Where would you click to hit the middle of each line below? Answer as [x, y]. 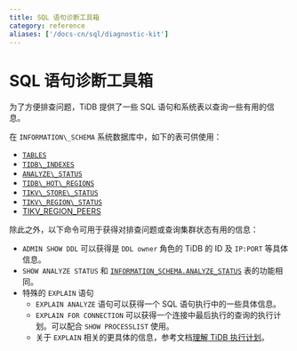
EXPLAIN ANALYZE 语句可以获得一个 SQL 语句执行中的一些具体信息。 [158, 304]
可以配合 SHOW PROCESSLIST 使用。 [113, 326]
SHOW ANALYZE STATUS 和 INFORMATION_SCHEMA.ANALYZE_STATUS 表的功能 [148, 271]
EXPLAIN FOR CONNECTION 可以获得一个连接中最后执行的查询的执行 [154, 315]
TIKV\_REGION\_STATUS [62, 203]
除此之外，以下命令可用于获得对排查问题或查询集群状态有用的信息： [134, 230]
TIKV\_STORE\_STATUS [60, 193]
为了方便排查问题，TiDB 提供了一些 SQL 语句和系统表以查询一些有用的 [138, 107]
